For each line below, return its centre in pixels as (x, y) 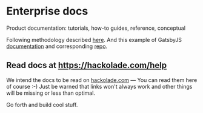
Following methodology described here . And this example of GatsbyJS (94, 39)
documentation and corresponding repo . (57, 46)
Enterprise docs (47, 11)
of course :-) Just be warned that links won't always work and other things (99, 86)
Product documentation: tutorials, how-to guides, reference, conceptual (96, 28)
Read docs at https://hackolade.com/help (87, 65)
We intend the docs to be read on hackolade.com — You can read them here (102, 80)
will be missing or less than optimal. (51, 93)
